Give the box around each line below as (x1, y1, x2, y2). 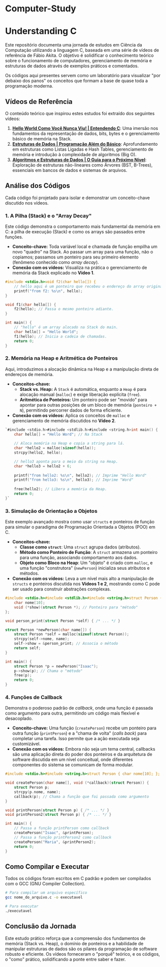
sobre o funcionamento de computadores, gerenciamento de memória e (5, 58, 152, 64)
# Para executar (5, 904, 39, 909)
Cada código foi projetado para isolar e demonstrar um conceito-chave (5, 195, 150, 201)
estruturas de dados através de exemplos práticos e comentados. (5, 63, 139, 69)
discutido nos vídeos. (5, 200, 49, 206)
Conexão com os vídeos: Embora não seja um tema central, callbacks (12, 746, 156, 752)
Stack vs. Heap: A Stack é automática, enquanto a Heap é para (19, 386, 147, 392)
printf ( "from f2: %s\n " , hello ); (14, 289, 83, 294)
